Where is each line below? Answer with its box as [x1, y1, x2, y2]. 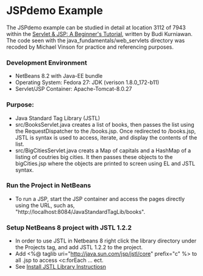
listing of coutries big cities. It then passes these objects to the [15, 153, 173, 160]
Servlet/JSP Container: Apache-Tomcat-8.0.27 [15, 85, 132, 93]
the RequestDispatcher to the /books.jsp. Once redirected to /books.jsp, [15, 127, 196, 135]
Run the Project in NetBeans [6, 181, 91, 189]
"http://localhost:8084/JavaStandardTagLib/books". [15, 208, 146, 215]
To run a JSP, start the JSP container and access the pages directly [15, 195, 185, 202]
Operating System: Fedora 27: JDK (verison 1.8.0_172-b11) [15, 79, 160, 86]
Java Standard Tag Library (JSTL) [15, 114, 101, 122]
